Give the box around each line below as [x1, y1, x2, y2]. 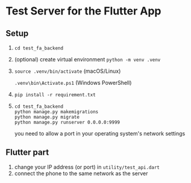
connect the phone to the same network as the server [14, 170, 148, 177]
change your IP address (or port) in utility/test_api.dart [14, 163, 160, 170]
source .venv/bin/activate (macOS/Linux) [14, 67, 121, 75]
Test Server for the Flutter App [5, 4, 161, 18]
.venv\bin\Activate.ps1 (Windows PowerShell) [14, 79, 132, 86]
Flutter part [5, 147, 49, 158]
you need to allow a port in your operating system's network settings [14, 130, 186, 137]
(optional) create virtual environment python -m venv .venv [14, 56, 161, 63]
